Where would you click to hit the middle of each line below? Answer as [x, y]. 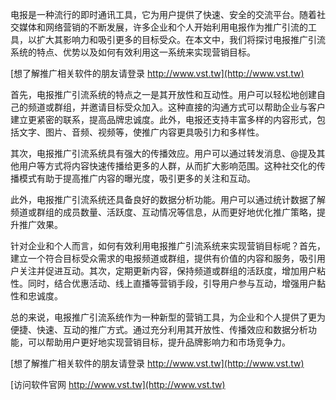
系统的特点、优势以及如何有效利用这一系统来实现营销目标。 [133, 52]
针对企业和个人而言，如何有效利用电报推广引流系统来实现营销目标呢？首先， [168, 246]
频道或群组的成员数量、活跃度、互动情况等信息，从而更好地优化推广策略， [163, 212]
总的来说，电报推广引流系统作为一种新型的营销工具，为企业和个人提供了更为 [168, 317]
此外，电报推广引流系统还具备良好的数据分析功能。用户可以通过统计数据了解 [168, 199]
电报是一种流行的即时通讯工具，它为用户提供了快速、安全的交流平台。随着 [163, 14]
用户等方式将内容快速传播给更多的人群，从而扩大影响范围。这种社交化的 [167, 166]
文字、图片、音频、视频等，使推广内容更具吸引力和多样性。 [141, 132]
